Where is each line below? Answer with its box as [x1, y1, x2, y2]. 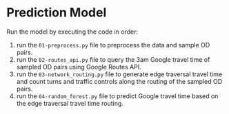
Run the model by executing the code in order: [6, 27, 139, 36]
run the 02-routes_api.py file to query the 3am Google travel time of [16, 55, 210, 63]
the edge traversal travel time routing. [16, 99, 123, 107]
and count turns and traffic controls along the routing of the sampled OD [16, 77, 223, 85]
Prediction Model [6, 5, 107, 21]
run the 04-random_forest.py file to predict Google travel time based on [16, 91, 219, 100]
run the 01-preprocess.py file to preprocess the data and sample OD [16, 41, 210, 49]
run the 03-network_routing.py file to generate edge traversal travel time [16, 70, 223, 78]
